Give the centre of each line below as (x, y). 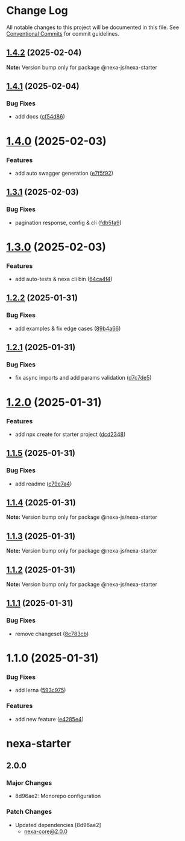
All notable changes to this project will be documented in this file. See (93, 27)
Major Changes (29, 783)
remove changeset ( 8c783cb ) (52, 634)
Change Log (37, 11)
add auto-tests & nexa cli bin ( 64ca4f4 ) (64, 279)
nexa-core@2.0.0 (45, 831)
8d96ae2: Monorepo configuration (58, 796)
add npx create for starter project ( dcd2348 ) (70, 434)
